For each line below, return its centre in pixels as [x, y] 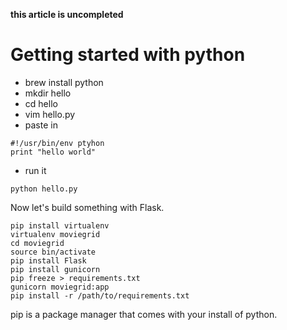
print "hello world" [53, 152]
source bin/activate [53, 252]
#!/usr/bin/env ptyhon [57, 143]
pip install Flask [48, 260]
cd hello [41, 103]
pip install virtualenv [60, 225]
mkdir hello [48, 93]
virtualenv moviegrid [55, 234]
